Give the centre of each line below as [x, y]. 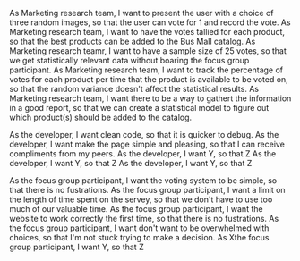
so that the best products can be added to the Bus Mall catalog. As [133, 41]
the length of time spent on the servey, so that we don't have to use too [141, 199]
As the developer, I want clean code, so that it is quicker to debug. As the [144, 135]
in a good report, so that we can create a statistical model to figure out [139, 108]
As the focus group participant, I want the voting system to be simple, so [143, 181]
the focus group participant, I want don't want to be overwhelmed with [139, 228]
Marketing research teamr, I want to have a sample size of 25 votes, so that [148, 51]
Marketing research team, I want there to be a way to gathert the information [150, 98]
